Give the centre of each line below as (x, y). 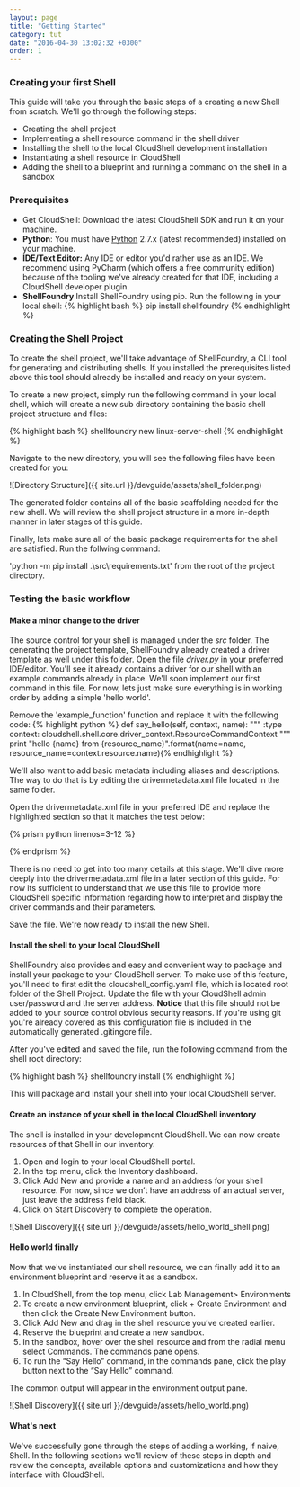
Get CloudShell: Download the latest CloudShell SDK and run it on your (153, 219)
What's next (33, 1426)
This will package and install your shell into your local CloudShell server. (143, 1094)
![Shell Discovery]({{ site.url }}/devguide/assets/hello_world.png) (129, 1405)
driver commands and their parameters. (83, 907)
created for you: (39, 467)
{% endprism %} (40, 851)
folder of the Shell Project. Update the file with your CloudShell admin (138, 993)
